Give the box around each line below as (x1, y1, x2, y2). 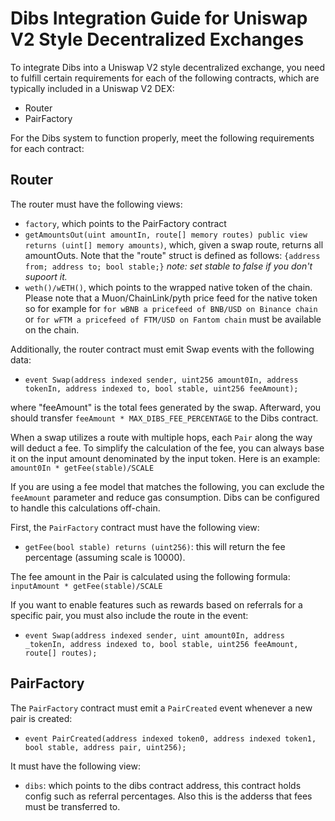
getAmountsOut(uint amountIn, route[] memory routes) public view (24, 230, 308, 240)
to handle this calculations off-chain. (10, 502, 161, 514)
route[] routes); (24, 648, 98, 658)
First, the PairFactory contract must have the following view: (10, 521, 260, 533)
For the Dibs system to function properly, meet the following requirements (10, 132, 315, 144)
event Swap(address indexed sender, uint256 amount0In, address (24, 375, 299, 385)
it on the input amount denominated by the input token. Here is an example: (10, 452, 321, 464)
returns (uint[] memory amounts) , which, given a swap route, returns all (24, 238, 324, 251)
